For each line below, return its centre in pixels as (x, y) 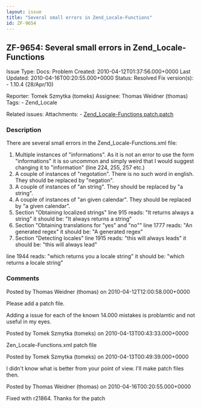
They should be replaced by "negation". (64, 180)
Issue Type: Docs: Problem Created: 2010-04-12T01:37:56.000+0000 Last (98, 72)
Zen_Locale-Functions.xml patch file (52, 345)
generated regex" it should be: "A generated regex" (79, 232)
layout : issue (24, 12)
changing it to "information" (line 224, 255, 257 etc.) (80, 167)
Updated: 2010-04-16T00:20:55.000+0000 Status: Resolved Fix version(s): (100, 78)
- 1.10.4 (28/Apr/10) (30, 85)
